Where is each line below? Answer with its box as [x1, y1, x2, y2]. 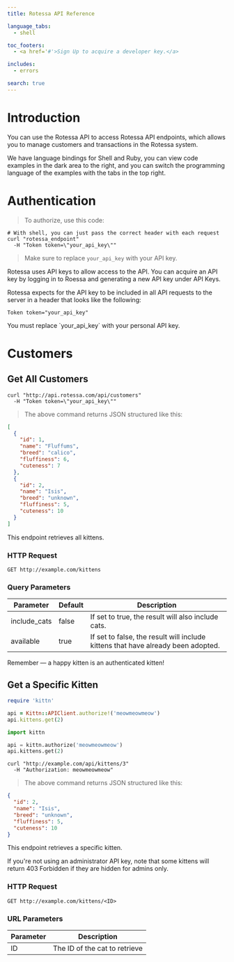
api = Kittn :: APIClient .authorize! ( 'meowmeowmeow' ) [7, 709, 160, 717]
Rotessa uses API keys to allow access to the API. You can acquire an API [7, 267, 218, 276]
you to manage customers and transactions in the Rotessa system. [7, 140, 198, 148]
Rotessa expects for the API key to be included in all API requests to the [7, 288, 212, 297]
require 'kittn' [7, 697, 54, 704]
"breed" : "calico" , [19, 450, 77, 457]
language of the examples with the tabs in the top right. [7, 168, 166, 177]
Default [58, 600, 84, 610]
